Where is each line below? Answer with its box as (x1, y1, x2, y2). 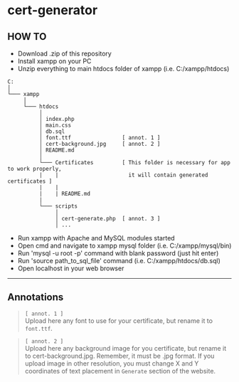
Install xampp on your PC (17, 57, 92, 65)
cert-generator (7, 2, 98, 18)
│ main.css (38, 122, 72, 129)
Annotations (7, 291, 64, 304)
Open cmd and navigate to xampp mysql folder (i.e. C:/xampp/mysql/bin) (17, 241, 232, 250)
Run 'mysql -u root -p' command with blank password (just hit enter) (17, 249, 219, 258)
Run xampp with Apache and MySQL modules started (17, 234, 176, 242)
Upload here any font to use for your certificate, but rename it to (24, 316, 213, 325)
